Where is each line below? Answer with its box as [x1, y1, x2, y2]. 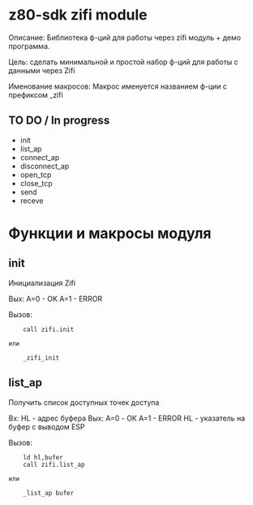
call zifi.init [23, 325, 75, 333]
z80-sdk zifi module [8, 6, 148, 24]
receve [19, 195, 44, 205]
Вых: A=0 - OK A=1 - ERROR [8, 294, 103, 303]
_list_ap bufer [23, 489, 75, 497]
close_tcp [19, 178, 53, 188]
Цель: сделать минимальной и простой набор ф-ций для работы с [8, 57, 239, 67]
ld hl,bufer [23, 453, 63, 461]
